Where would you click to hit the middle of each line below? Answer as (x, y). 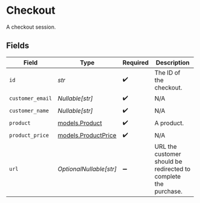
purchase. (168, 191)
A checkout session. (31, 27)
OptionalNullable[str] (87, 169)
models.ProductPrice (87, 136)
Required (135, 62)
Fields (18, 46)
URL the (166, 146)
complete (168, 176)
